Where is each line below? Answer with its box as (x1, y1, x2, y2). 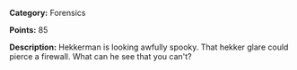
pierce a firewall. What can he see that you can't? (9, 51, 192, 61)
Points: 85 (9, 25, 48, 35)
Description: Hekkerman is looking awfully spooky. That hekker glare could (9, 42, 289, 52)
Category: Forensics (9, 8, 86, 18)
